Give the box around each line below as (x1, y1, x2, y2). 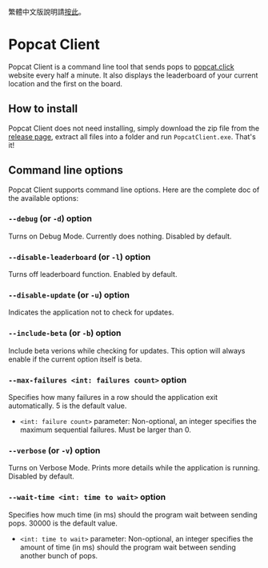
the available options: (8, 193, 79, 202)
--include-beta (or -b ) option (8, 327, 122, 338)
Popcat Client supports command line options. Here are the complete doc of (8, 185, 260, 194)
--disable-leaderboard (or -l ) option (8, 251, 151, 262)
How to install (8, 102, 78, 116)
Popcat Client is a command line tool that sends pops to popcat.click (8, 62, 234, 71)
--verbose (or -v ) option (8, 445, 101, 456)
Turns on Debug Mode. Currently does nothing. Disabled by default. (8, 231, 232, 241)
